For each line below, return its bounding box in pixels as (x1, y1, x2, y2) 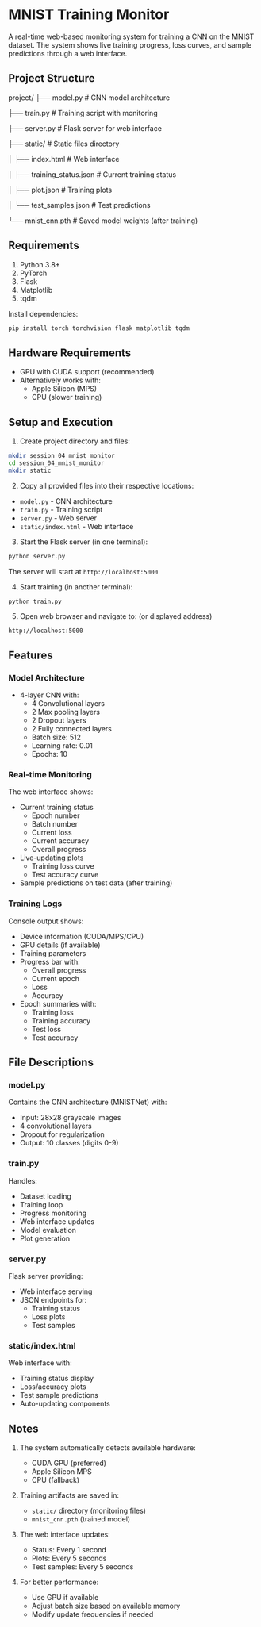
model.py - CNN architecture (19, 496, 113, 505)
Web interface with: (8, 1358, 73, 1368)
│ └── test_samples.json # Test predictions (8, 200, 151, 209)
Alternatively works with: (19, 375, 102, 386)
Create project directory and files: (19, 436, 131, 446)
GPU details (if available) (19, 940, 101, 950)
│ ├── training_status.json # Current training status (8, 169, 177, 179)
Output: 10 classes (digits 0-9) (19, 1138, 119, 1148)
